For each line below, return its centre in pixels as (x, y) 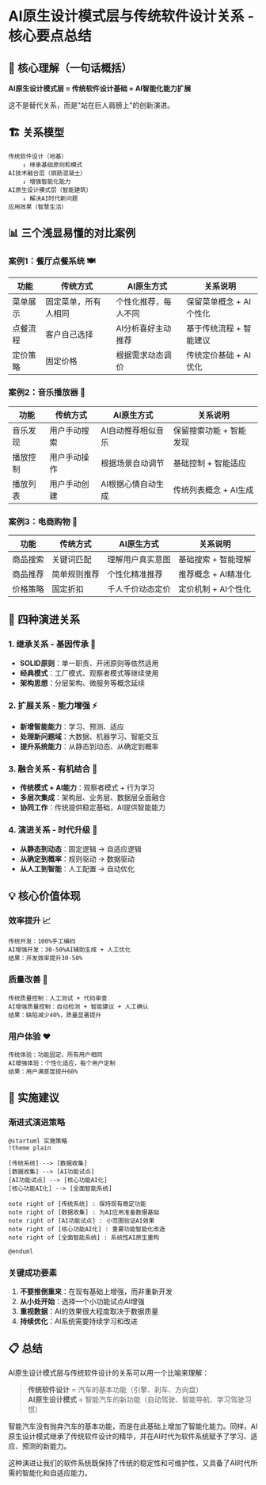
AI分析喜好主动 (144, 328)
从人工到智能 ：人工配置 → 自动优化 (77, 868)
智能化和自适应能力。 (57, 1472)
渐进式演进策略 (37, 1123)
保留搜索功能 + (201, 431)
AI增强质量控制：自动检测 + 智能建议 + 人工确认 (78, 1007)
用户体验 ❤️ (30, 1036)
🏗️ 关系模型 (36, 133)
